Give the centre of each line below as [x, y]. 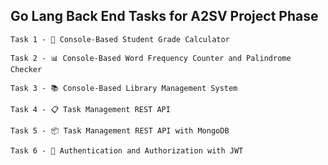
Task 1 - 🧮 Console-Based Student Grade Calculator [120, 39]
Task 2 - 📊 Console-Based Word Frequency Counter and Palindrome [151, 58]
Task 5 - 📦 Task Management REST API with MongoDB [120, 130]
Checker [26, 69]
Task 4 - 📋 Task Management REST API [90, 109]
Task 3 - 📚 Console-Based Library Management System [124, 88]
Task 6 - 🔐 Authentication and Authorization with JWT [127, 150]
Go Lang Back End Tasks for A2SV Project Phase [164, 16]
